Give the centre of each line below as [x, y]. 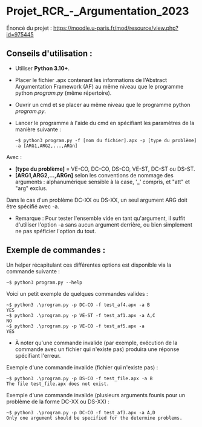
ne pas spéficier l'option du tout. [55, 231]
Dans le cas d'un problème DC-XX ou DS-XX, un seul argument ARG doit [97, 200]
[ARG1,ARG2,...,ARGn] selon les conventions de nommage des [94, 175]
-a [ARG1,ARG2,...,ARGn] [46, 146]
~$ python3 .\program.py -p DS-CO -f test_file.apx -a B [80, 378]
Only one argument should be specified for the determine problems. [94, 418]
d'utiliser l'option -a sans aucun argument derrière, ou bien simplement [103, 224]
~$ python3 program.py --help [44, 282]
